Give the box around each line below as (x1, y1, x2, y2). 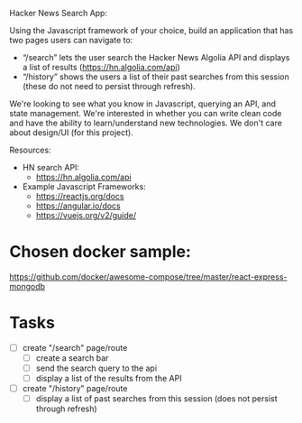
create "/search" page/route (22, 342, 128, 353)
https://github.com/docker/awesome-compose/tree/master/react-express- (9, 271, 288, 282)
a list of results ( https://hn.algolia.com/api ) (22, 62, 180, 72)
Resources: (9, 144, 51, 155)
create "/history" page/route (22, 383, 128, 394)
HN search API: (22, 162, 79, 172)
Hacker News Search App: (9, 8, 108, 18)
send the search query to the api (35, 363, 158, 373)
